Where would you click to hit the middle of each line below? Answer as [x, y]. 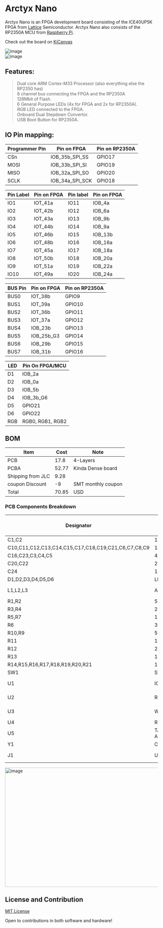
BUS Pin [17, 288]
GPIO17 [106, 157]
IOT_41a [43, 203]
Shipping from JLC [29, 476]
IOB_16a [103, 242]
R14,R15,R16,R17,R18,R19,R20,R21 [50, 664]
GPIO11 [74, 312]
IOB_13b [103, 234]
